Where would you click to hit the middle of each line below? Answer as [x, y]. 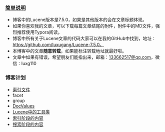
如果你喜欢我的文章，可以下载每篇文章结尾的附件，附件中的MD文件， [84, 26]
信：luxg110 [24, 63]
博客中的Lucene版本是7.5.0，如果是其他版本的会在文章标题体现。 [80, 20]
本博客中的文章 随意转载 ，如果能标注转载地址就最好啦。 [69, 51]
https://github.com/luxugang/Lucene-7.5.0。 [58, 45]
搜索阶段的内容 [28, 124]
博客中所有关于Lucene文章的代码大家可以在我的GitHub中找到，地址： [84, 38]
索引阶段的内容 [28, 118]
